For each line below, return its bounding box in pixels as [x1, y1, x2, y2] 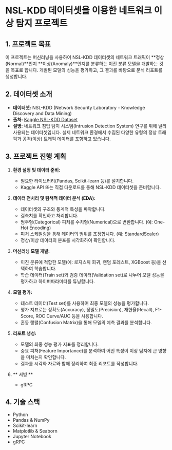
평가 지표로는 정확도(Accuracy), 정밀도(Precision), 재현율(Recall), [20, 306, 154, 312]
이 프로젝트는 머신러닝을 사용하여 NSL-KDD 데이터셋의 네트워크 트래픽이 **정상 [5, 54, 164, 60]
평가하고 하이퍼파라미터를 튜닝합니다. [20, 278, 95, 284]
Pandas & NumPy [12, 417, 50, 423]
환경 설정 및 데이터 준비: [12, 166, 61, 173]
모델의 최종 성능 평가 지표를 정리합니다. [20, 341, 99, 347]
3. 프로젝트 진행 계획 [5, 152, 66, 161]
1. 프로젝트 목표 [5, 40, 51, 48]
